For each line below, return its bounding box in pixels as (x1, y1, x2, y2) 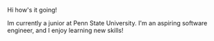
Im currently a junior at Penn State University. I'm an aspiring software (7, 19, 208, 27)
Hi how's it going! (7, 6, 58, 14)
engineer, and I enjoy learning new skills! (7, 27, 124, 34)
